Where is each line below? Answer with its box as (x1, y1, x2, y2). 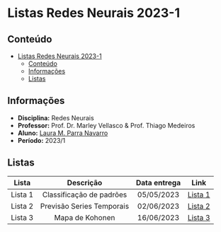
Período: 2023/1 (17, 136, 66, 144)
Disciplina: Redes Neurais (17, 113, 94, 122)
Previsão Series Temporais (40, 201, 130, 211)
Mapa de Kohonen (54, 212, 115, 222)
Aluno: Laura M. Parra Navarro (17, 129, 108, 137)
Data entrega (135, 178, 181, 187)
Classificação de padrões (42, 190, 127, 199)
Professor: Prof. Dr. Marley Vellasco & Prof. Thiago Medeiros (17, 121, 195, 129)
